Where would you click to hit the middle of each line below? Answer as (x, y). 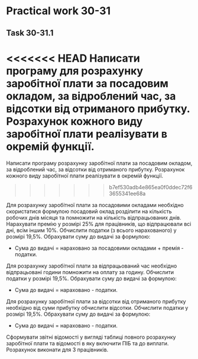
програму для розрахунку (75, 71)
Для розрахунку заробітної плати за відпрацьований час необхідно (92, 266)
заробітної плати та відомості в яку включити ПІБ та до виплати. (87, 343)
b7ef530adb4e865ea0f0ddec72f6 (151, 187)
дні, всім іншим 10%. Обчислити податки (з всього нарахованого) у (91, 230)
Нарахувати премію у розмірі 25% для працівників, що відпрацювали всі (99, 224)
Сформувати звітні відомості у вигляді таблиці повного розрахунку (91, 337)
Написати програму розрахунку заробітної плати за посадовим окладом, (99, 163)
